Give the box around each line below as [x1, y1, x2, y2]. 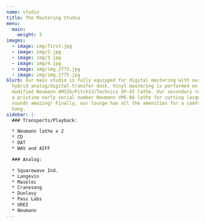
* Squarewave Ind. [12, 167, 59, 173]
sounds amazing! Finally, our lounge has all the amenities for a [12, 100, 184, 106]
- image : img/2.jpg [12, 49, 62, 55]
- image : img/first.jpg [12, 43, 72, 50]
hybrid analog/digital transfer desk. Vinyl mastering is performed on [12, 83, 198, 89]
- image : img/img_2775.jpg [12, 72, 81, 78]
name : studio [6, 9, 40, 15]
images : [6, 37, 26, 43]
